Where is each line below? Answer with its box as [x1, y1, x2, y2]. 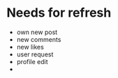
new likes [16, 42, 45, 51]
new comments [16, 35, 61, 43]
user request [16, 50, 54, 58]
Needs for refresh [6, 5, 112, 21]
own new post [16, 28, 58, 36]
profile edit [16, 57, 48, 65]
